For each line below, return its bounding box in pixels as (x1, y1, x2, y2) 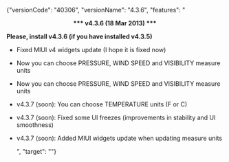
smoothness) (16, 121, 54, 129)
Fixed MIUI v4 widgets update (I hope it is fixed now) (16, 46, 166, 54)
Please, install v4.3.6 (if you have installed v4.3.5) (6, 32, 153, 40)
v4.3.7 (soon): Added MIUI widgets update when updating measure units (16, 134, 223, 142)
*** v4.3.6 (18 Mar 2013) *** (73, 19, 157, 27)
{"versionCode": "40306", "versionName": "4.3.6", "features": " (6, 6, 186, 14)
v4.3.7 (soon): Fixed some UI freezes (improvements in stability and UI (16, 113, 216, 121)
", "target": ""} (16, 148, 57, 155)
